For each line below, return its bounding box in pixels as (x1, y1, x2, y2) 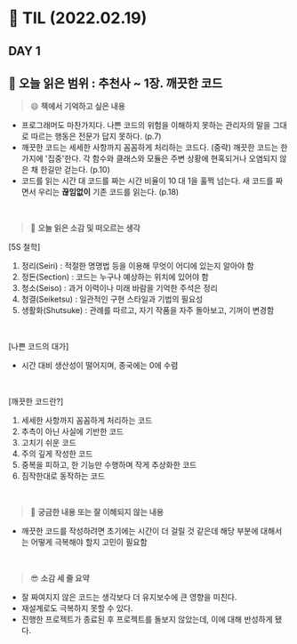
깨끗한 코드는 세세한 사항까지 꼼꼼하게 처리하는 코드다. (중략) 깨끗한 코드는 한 (20, 142, 288, 153)
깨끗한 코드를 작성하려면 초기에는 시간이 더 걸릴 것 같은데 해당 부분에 (20, 526, 259, 536)
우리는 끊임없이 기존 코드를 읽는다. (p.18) (37, 187, 180, 197)
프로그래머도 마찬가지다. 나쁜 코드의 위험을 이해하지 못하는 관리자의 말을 (20, 120, 271, 131)
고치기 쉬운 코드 (20, 438, 76, 448)
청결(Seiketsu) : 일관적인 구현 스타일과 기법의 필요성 (20, 294, 204, 305)
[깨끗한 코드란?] (8, 396, 64, 407)
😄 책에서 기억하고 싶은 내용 (29, 101, 125, 112)
